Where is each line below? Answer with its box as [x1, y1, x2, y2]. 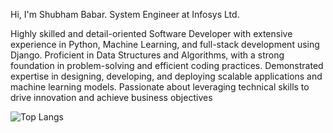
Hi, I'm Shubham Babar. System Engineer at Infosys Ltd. [10, 9, 240, 20]
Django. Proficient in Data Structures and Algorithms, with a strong [10, 49, 285, 61]
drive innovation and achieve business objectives [10, 92, 213, 103]
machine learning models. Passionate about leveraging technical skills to [10, 81, 310, 93]
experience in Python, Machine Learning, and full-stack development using [10, 39, 320, 50]
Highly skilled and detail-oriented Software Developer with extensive [10, 28, 293, 39]
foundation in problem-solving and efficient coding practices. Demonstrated [10, 60, 324, 71]
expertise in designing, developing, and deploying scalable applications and [10, 70, 323, 82]
